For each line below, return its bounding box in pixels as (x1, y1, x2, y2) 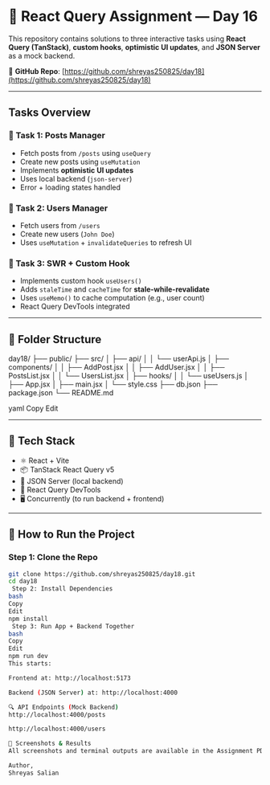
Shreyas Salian (8, 769, 59, 777)
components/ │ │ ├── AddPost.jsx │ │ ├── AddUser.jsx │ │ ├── (8, 362, 225, 372)
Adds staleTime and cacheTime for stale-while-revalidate (19, 284, 211, 294)
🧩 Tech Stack (8, 434, 76, 448)
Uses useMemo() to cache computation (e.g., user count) (19, 293, 205, 303)
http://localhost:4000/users (8, 725, 106, 734)
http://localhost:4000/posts (8, 710, 106, 718)
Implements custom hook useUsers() (19, 276, 142, 286)
